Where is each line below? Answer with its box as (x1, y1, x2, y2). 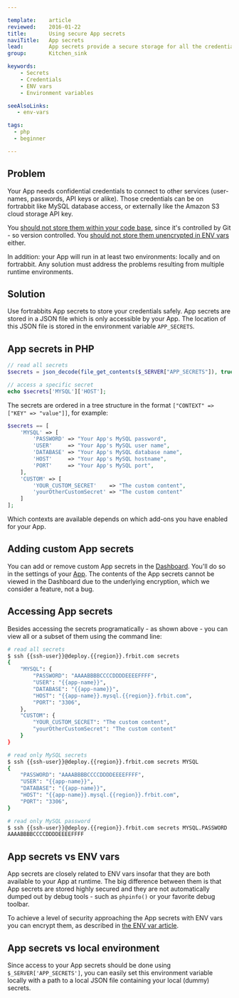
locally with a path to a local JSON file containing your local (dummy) (7, 976, 210, 984)
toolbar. (7, 900, 30, 909)
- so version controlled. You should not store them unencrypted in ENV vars (7, 231, 230, 239)
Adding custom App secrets (7, 543, 134, 555)
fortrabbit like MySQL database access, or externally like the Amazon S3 (7, 201, 220, 211)
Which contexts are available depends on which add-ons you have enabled (7, 515, 228, 523)
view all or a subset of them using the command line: (7, 632, 162, 640)
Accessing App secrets (7, 605, 113, 618)
